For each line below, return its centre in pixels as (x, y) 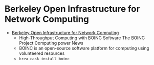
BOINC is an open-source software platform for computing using (84, 48)
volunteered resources (42, 53)
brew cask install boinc (44, 59)
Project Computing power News (51, 43)
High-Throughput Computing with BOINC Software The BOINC (82, 38)
